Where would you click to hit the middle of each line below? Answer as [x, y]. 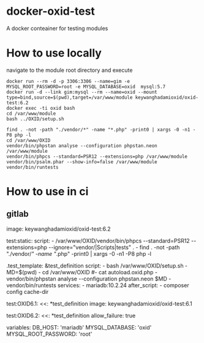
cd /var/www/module [31, 114]
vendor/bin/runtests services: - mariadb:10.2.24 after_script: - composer [98, 285]
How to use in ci [47, 192]
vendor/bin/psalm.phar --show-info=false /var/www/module [82, 162]
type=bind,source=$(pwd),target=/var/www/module [70, 97]
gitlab [17, 214]
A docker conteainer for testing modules [57, 28]
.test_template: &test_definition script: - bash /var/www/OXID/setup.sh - [97, 266]
